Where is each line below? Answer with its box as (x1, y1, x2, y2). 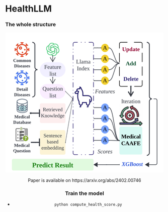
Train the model (65, 189, 104, 196)
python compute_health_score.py (54, 202, 122, 207)
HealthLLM (5, 3, 52, 15)
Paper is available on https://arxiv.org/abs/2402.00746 (28, 177, 141, 183)
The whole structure (5, 21, 56, 28)
